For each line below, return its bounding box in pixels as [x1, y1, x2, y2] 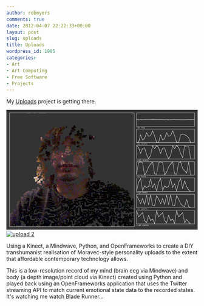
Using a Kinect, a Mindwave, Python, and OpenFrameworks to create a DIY [6, 242, 194, 249]
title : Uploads [6, 42, 45, 48]
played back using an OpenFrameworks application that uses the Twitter [6, 280, 188, 287]
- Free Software [6, 74, 47, 80]
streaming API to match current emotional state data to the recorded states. [6, 286, 195, 293]
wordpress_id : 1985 [6, 49, 56, 55]
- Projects [6, 80, 34, 86]
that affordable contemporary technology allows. [6, 255, 129, 262]
